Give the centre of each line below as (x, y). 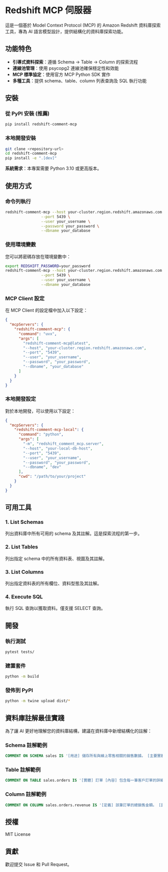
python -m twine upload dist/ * (38, 701)
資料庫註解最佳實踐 (35, 718)
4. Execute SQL (24, 597)
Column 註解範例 (26, 794)
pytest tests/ (20, 652)
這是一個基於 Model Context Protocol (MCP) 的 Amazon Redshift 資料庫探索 (83, 25)
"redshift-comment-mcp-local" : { (49, 430)
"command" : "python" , (41, 434)
